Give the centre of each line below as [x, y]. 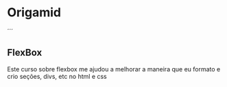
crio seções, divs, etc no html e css [57, 76]
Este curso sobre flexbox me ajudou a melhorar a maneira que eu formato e [114, 69]
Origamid [34, 13]
